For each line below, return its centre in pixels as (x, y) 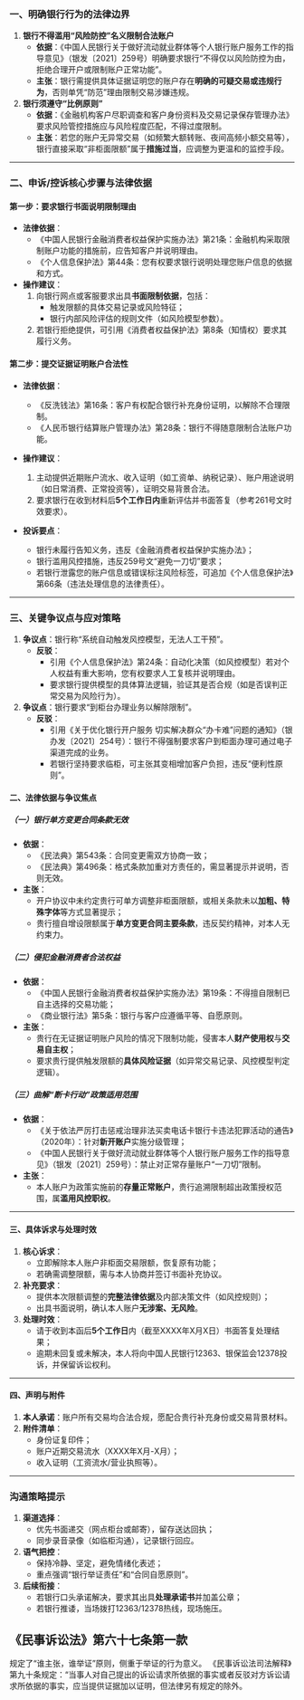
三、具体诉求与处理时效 (53, 1229)
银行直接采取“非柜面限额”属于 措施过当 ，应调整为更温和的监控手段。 (162, 149)
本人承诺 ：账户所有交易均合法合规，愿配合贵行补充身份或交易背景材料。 (157, 1417)
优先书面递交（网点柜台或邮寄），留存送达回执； (125, 1529)
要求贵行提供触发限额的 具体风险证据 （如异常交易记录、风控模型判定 (163, 1061)
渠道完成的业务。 (81, 752)
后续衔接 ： (43, 1586)
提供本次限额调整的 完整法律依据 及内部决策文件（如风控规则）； (153, 1296)
